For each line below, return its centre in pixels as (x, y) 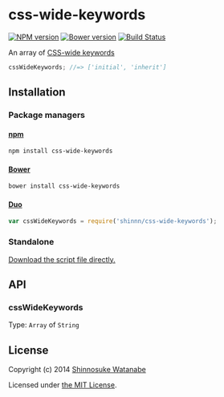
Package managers (47, 115)
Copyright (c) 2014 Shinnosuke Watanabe (77, 370)
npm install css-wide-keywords (61, 151)
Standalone (31, 242)
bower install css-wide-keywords (64, 186)
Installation (37, 93)
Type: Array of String (44, 325)
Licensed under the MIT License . (63, 385)
